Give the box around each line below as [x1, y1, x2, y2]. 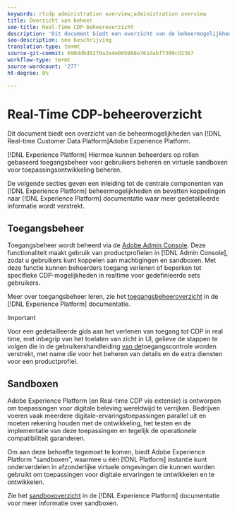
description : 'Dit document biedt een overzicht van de [7, 30, 175, 37]
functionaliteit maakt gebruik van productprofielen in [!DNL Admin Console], [7, 249, 228, 257]
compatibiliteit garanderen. [7, 434, 86, 442]
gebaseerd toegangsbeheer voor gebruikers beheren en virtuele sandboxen [7, 158, 228, 167]
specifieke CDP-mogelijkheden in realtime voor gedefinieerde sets [7, 271, 200, 280]
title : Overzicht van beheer [7, 17, 93, 24]
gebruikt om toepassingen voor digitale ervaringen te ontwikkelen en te [7, 471, 215, 479]
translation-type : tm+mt [7, 43, 80, 50]
